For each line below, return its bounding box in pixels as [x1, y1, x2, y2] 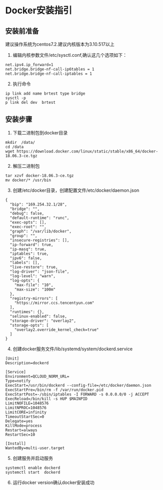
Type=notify [5, 378, 31, 384]
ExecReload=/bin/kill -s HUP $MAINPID [5, 396, 88, 402]
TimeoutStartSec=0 [5, 414, 44, 419]
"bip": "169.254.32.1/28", [10, 202, 67, 207]
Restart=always [5, 428, 38, 433]
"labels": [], [10, 260, 40, 265]
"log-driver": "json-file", [10, 269, 70, 274]
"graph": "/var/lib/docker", [10, 229, 72, 234]
